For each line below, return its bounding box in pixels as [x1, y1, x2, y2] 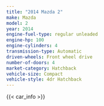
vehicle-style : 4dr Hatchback [6, 76, 82, 82]
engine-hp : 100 [6, 37, 44, 43]
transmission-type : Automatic [6, 48, 82, 55]
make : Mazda [6, 15, 36, 21]
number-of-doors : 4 [6, 59, 55, 65]
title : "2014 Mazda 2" [6, 8, 63, 15]
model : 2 [6, 20, 28, 26]
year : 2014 [6, 25, 34, 32]
